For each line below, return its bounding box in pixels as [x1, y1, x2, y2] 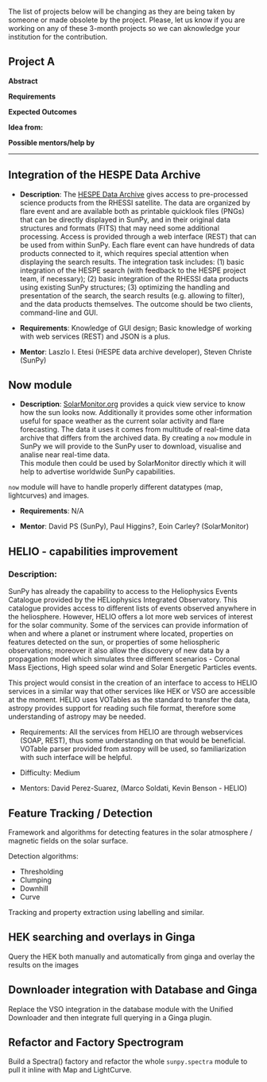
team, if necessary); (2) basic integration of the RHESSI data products [19, 273, 249, 283]
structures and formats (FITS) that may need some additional [19, 223, 220, 233]
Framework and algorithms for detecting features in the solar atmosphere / [8, 827, 253, 837]
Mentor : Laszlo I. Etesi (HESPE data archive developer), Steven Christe [19, 347, 253, 356]
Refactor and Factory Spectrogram [8, 1035, 184, 1049]
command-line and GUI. [19, 308, 99, 317]
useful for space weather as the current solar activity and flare [19, 417, 225, 426]
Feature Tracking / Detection [8, 806, 153, 820]
